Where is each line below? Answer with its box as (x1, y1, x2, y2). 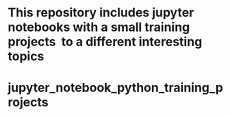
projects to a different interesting (8, 34, 203, 49)
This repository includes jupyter (8, 5, 194, 21)
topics (8, 49, 44, 65)
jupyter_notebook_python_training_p (8, 80, 223, 95)
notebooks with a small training (8, 19, 190, 35)
